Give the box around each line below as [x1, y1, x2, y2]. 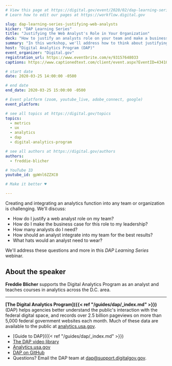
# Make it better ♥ [5, 181, 47, 187]
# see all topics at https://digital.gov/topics [5, 111, 111, 116]
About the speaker [5, 268, 66, 276]
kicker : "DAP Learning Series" [5, 26, 72, 31]
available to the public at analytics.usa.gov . [5, 323, 96, 329]
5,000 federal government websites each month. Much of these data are [5, 317, 159, 323]
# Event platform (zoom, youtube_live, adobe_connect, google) [5, 97, 143, 102]
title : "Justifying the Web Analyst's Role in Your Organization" [5, 31, 150, 36]
